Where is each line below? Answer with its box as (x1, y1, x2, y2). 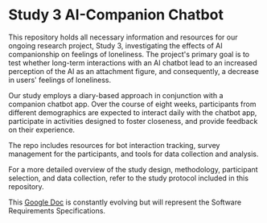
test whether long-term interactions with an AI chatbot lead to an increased (8, 58, 257, 68)
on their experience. (8, 125, 75, 134)
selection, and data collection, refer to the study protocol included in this (8, 173, 249, 183)
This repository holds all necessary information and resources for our (8, 32, 238, 42)
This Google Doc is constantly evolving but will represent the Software (8, 197, 242, 207)
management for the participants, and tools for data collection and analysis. (8, 149, 259, 159)
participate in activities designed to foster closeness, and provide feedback (8, 116, 258, 126)
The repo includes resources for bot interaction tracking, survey (8, 140, 220, 150)
